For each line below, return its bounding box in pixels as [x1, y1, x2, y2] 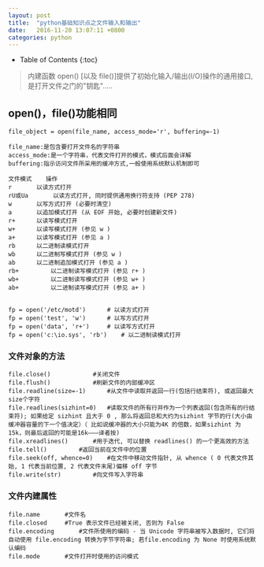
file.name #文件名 [8, 510, 87, 518]
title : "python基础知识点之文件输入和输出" [8, 19, 142, 27]
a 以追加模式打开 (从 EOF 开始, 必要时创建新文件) [8, 209, 177, 217]
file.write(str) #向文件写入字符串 [8, 471, 144, 479]
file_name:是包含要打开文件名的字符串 [8, 143, 121, 151]
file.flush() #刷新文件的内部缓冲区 [8, 379, 155, 387]
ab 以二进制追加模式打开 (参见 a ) [8, 259, 128, 267]
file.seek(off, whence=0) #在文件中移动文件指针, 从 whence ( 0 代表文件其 [8, 454, 255, 462]
